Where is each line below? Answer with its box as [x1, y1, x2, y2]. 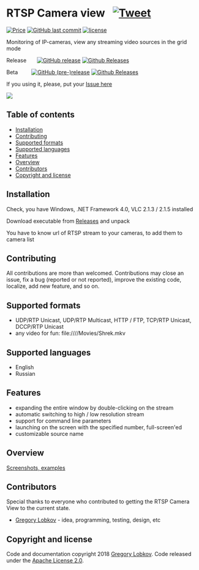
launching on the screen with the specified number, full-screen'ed [15, 423, 182, 431]
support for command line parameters [15, 417, 111, 424]
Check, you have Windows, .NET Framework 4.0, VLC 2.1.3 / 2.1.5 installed [6, 205, 193, 212]
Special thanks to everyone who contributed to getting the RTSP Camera [6, 498, 190, 505]
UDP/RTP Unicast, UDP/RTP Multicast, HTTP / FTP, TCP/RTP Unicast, [15, 317, 192, 324]
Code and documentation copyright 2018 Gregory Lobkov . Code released [6, 550, 192, 558]
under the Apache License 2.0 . [6, 557, 84, 564]
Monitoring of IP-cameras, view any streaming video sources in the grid [6, 38, 187, 45]
